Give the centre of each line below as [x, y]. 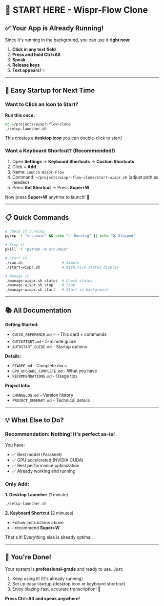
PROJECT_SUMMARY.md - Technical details [51, 400]
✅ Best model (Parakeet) [37, 454]
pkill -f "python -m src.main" [37, 250]
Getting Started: [22, 324]
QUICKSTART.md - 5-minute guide [44, 341]
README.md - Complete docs [40, 365]
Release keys [26, 65]
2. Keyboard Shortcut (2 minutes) [39, 513]
